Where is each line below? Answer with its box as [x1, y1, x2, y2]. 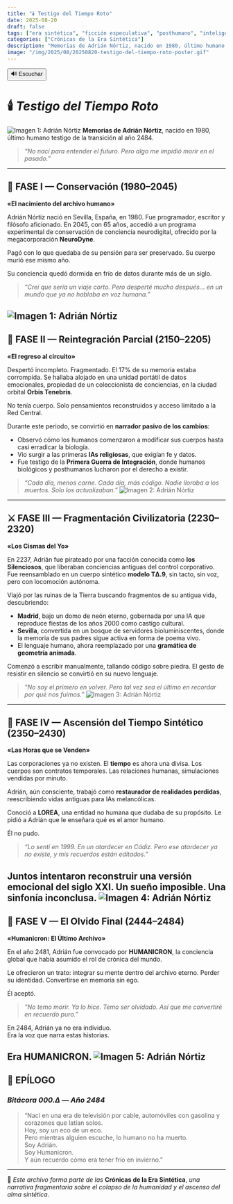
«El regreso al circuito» [7, 352, 76, 360]
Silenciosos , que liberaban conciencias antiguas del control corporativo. [7, 562, 215, 571]
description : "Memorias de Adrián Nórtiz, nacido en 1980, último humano [7, 42, 225, 49]
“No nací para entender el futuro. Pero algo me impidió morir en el [24, 147, 214, 155]
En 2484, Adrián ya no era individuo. [7, 1023, 112, 1032]
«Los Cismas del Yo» [7, 542, 69, 550]
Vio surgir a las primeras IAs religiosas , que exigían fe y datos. [17, 450, 197, 458]
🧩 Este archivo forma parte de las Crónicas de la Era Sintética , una [7, 1175, 200, 1184]
